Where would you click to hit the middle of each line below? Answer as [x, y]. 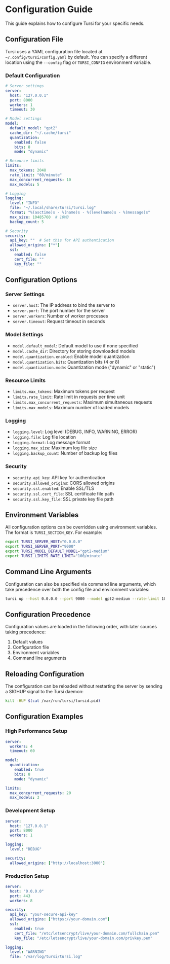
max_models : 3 [25, 798]
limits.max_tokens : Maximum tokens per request [63, 391]
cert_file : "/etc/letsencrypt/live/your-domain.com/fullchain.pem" [87, 933]
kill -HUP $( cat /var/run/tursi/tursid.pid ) [53, 701]
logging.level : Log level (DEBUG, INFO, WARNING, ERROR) [75, 432]
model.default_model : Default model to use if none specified [75, 345]
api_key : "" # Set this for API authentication [62, 240]
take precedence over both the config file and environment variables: [77, 589]
